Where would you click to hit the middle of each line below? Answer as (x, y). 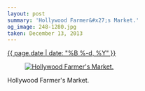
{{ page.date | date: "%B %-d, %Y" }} (62, 53)
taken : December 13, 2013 (45, 33)
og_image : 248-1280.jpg (42, 27)
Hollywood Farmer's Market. (48, 80)
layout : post (26, 14)
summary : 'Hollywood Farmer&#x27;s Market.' (73, 20)
